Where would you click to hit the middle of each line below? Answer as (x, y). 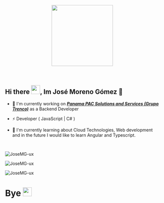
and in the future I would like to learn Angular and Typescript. (74, 135)
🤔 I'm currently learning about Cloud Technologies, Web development (82, 130)
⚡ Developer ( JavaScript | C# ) (44, 119)
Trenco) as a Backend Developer (46, 109)
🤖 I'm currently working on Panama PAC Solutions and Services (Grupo (85, 103)
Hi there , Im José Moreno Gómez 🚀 (64, 92)
